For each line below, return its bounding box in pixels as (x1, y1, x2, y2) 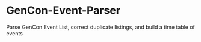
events (6, 29, 23, 37)
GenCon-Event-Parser (6, 4, 121, 17)
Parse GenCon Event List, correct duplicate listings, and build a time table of (6, 23, 196, 31)
